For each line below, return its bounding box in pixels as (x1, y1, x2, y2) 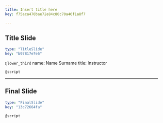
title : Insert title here (5, 7, 57, 12)
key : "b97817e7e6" (5, 52, 42, 56)
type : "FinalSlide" (5, 100, 45, 105)
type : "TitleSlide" (5, 47, 45, 52)
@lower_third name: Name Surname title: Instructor (5, 60, 108, 66)
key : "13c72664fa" (5, 105, 42, 109)
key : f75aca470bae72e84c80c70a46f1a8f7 (5, 12, 86, 17)
